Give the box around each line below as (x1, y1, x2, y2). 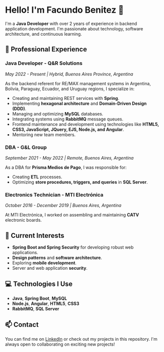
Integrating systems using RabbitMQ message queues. (12, 116, 123, 122)
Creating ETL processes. (12, 174, 63, 180)
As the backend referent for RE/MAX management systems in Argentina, (5, 80, 151, 86)
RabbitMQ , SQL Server (12, 305, 60, 311)
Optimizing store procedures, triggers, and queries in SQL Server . (12, 179, 148, 185)
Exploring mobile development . (12, 260, 77, 266)
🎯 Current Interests (5, 231, 65, 239)
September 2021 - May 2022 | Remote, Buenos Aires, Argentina (5, 155, 134, 161)
